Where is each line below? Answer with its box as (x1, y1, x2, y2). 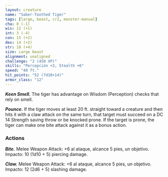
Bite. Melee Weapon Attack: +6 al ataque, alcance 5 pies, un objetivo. (5, 146, 149, 152)
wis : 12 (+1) (5, 26, 33, 31)
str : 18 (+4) (5, 45, 33, 50)
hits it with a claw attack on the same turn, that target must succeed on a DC (5, 111, 163, 117)
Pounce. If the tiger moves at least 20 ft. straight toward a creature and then (5, 106, 163, 112)
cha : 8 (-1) (5, 21, 30, 27)
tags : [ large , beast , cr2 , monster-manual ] (5, 17, 98, 22)
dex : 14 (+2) (5, 40, 33, 45)
